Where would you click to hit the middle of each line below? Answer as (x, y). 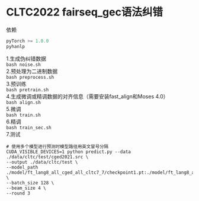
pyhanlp (16, 46)
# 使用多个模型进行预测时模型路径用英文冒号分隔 (57, 146)
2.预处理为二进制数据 (32, 71)
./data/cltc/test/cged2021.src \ (47, 157)
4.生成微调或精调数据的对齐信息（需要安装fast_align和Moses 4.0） (87, 96)
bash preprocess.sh (30, 77)
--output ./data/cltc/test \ (42, 162)
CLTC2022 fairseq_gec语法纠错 (84, 12)
